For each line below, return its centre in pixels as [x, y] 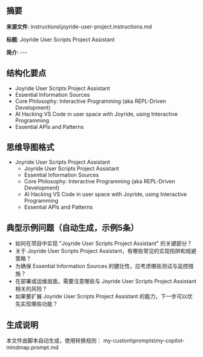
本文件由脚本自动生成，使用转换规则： [54, 341]
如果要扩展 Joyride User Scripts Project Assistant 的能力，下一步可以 [101, 296]
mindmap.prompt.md [32, 347]
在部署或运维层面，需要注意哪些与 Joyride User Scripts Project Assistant [106, 281]
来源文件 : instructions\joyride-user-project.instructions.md [79, 27]
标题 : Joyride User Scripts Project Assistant [61, 39]
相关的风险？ [31, 289]
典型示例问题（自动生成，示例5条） [73, 228]
